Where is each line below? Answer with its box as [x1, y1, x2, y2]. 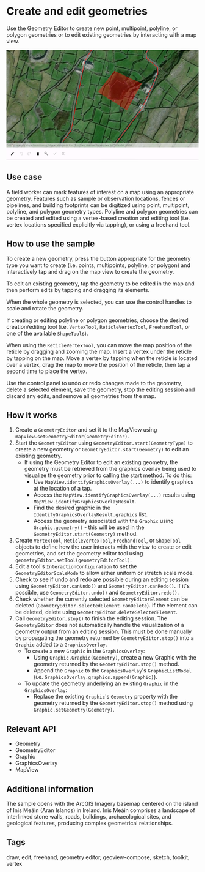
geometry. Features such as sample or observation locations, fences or [6, 195, 185, 202]
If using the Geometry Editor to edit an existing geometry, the [24, 459, 178, 466]
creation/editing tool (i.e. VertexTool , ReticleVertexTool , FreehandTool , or [6, 323, 190, 330]
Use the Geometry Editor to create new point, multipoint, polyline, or [6, 24, 178, 32]
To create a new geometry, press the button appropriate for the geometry [6, 255, 191, 262]
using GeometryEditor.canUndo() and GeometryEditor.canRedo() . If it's [15, 582, 190, 590]
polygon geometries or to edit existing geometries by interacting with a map [6, 31, 197, 38]
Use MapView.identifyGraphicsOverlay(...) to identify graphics [33, 478, 194, 486]
